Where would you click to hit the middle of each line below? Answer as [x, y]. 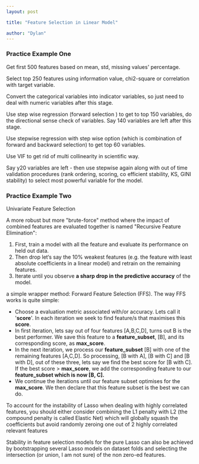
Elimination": [22, 233]
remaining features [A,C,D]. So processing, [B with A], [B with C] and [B [102, 356]
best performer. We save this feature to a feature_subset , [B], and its [99, 337]
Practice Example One [39, 54]
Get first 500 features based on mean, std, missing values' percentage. [93, 67]
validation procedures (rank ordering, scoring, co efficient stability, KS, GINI [99, 174]
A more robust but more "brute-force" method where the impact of [88, 220]
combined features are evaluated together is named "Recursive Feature [94, 226]
